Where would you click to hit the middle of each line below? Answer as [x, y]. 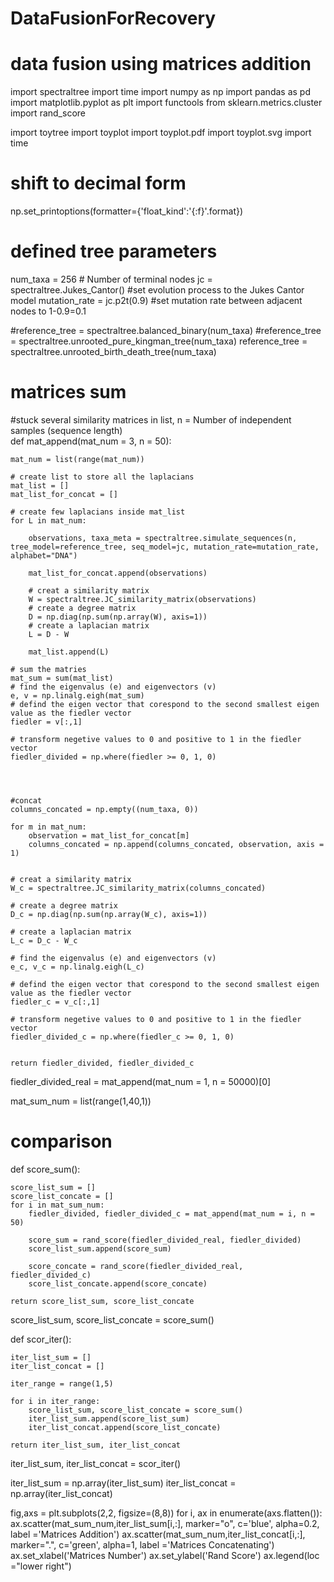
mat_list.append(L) [69, 652]
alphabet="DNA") [44, 555]
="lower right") [41, 1566]
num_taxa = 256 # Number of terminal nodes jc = [111, 279]
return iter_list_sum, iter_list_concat [96, 1445]
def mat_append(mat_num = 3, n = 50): [91, 441]
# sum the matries [48, 669]
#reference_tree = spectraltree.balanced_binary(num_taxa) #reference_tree [166, 330]
